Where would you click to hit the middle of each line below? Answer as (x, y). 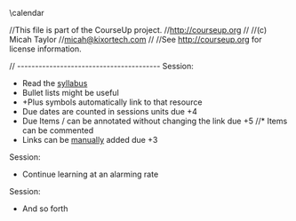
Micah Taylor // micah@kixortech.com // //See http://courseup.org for (136, 39)
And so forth (45, 209)
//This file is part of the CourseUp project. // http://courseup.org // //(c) (138, 30)
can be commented (58, 130)
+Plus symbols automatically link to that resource (112, 102)
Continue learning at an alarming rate (90, 174)
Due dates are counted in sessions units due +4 (109, 111)
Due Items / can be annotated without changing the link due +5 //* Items (155, 121)
